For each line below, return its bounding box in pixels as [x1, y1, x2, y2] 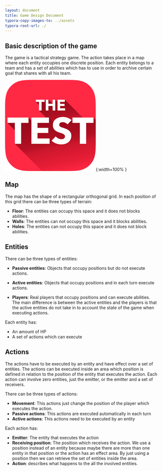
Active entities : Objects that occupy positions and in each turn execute [12, 279, 155, 285]
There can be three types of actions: [5, 391, 78, 397]
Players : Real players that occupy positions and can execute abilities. [12, 294, 150, 300]
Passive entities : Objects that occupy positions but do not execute [12, 265, 146, 271]
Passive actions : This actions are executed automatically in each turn [12, 411, 151, 417]
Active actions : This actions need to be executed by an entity [12, 416, 135, 421]
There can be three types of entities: [5, 256, 78, 262]
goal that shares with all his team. [5, 70, 72, 76]
